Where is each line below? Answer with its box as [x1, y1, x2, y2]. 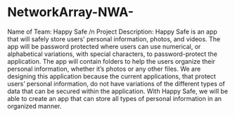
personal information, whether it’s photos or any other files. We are [7, 64, 201, 73]
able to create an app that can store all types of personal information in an [7, 94, 222, 102]
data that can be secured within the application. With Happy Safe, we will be [7, 87, 229, 95]
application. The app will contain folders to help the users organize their [7, 57, 216, 65]
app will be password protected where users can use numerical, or [7, 42, 201, 50]
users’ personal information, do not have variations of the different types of [7, 79, 225, 88]
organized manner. [7, 102, 62, 110]
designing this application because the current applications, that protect [7, 71, 216, 81]
